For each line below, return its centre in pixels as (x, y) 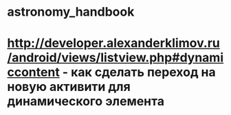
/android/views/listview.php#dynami (115, 58)
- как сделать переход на (139, 72)
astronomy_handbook (71, 12)
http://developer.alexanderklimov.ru (113, 43)
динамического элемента (86, 102)
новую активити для (69, 87)
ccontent (33, 72)
